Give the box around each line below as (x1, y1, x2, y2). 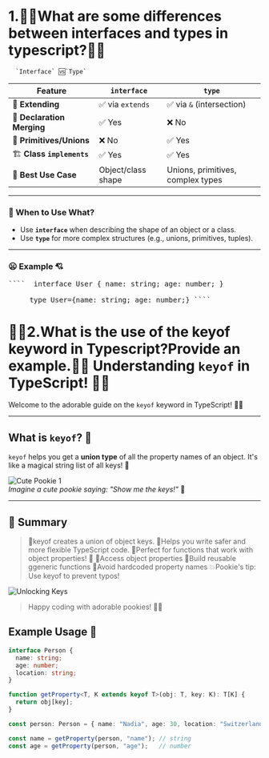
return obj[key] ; (15, 698, 74, 707)
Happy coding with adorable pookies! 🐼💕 (27, 602, 163, 612)
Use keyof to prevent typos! (27, 572, 120, 581)
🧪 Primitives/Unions (12, 134, 90, 146)
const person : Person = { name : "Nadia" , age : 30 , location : (8, 720, 217, 728)
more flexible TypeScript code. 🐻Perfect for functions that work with (27, 545, 254, 555)
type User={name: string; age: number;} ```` (29, 295, 211, 304)
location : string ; (15, 668, 78, 677)
